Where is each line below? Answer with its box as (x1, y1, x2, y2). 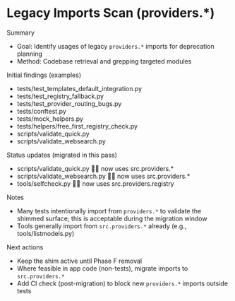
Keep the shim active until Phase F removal (16, 256, 143, 265)
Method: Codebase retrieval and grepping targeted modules (16, 57, 192, 65)
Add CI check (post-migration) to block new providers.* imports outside (16, 279, 229, 288)
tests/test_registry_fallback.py (16, 92, 104, 100)
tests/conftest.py (16, 107, 66, 115)
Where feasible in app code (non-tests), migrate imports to (16, 264, 188, 273)
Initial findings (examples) (6, 71, 82, 79)
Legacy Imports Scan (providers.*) (6, 5, 215, 21)
